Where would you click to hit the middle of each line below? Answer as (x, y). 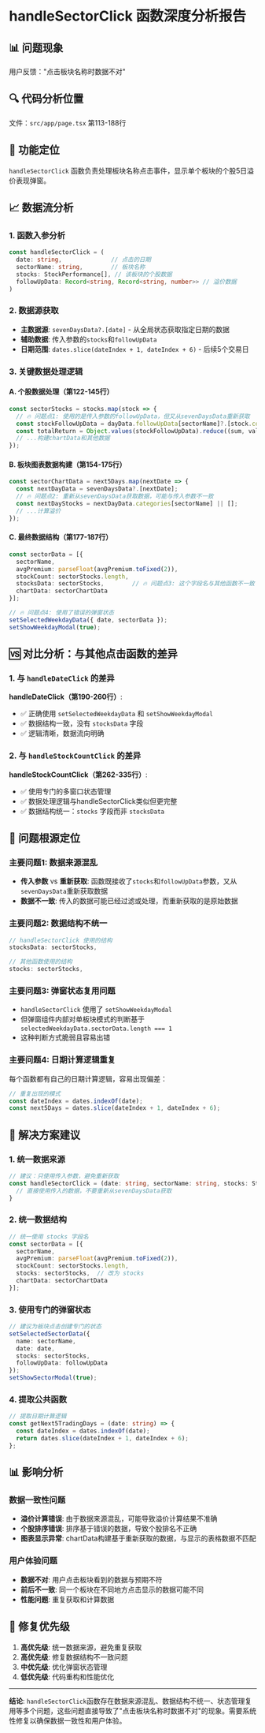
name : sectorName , (46, 1341)
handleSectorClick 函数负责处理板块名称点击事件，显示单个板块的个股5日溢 (131, 170)
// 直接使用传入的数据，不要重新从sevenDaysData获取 (94, 1191)
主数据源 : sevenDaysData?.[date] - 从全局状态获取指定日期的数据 (125, 329)
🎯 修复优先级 (39, 1627)
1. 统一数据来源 (37, 1159)
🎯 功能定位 (34, 150)
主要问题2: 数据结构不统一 (58, 924)
